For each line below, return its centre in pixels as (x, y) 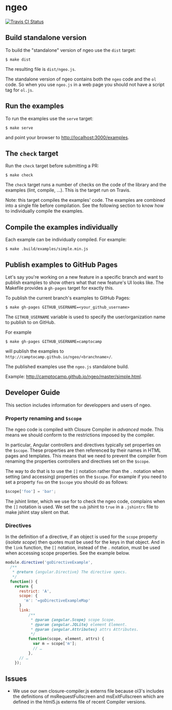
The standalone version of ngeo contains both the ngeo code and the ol (81, 79)
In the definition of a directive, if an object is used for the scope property (81, 537)
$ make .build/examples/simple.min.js (47, 249)
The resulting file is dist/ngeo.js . (41, 69)
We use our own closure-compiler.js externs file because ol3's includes (88, 691)
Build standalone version (46, 38)
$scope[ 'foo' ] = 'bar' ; (31, 492)
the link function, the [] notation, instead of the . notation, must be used (83, 548)
